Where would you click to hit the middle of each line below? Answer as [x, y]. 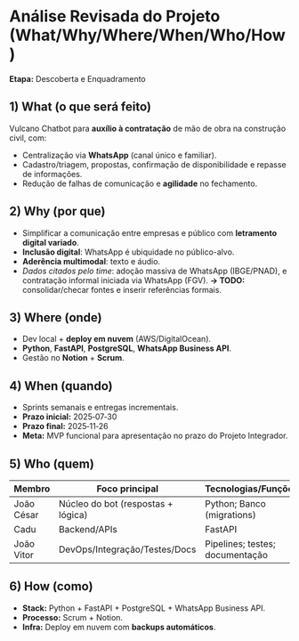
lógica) [73, 515]
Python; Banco [235, 503]
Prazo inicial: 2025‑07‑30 [69, 417]
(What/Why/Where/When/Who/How [148, 35]
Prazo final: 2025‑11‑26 [65, 426]
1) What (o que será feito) [80, 107]
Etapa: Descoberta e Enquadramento [77, 78]
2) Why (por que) [57, 211]
